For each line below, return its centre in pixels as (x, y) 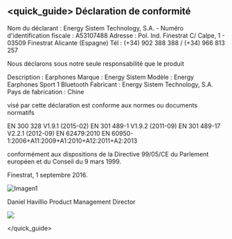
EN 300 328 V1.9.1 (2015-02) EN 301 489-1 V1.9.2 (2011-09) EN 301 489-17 (114, 126)
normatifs (21, 112)
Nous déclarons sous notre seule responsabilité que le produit (96, 63)
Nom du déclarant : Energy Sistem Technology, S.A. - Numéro (96, 28)
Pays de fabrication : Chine (46, 91)
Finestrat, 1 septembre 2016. (47, 175)
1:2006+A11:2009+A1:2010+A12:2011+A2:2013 (72, 141)
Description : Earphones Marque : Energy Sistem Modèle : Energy (101, 77)
